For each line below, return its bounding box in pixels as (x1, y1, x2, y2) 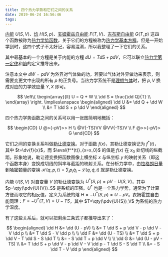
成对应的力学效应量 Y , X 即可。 (5, 84, 68, 90)
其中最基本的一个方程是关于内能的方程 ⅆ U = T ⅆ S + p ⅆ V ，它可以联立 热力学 (5, 54, 158, 60)
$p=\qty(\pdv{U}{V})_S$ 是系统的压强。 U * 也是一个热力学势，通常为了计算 (5, 184, 159, 191)
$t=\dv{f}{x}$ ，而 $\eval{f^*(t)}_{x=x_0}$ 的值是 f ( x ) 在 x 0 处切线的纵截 (14, 147, 162, 154)
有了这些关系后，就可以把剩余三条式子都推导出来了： (5, 215, 115, 221)
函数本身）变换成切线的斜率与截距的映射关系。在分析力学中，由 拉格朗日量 (9, 160, 163, 166)
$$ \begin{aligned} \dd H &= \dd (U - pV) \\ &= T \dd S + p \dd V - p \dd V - (6, 225, 161, 231)
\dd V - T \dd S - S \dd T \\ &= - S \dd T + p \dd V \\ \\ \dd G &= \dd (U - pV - (5, 235, 162, 241)
